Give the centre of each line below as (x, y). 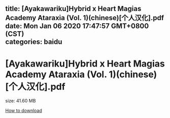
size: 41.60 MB (21, 101)
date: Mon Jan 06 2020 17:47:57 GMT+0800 (77, 26)
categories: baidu (34, 42)
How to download (24, 110)
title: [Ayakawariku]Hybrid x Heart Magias (73, 9)
